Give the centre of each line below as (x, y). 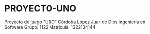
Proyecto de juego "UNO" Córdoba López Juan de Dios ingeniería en (75, 22)
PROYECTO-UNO (40, 8)
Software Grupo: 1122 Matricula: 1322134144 (50, 27)
